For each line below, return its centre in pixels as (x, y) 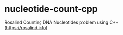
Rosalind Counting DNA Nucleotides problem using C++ (61, 22)
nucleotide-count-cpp (51, 9)
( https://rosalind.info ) (26, 27)
